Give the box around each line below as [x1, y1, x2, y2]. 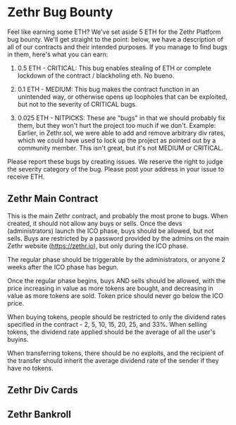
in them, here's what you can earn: [7, 50, 108, 59]
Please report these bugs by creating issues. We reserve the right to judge [7, 157, 223, 166]
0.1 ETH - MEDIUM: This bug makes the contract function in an [17, 85, 199, 93]
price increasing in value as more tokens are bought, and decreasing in [7, 284, 213, 292]
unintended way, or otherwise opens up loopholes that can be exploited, [17, 92, 228, 101]
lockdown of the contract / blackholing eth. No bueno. [17, 71, 175, 80]
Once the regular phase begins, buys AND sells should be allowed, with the [7, 276, 226, 285]
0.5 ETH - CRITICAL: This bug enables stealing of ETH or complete [17, 64, 211, 72]
